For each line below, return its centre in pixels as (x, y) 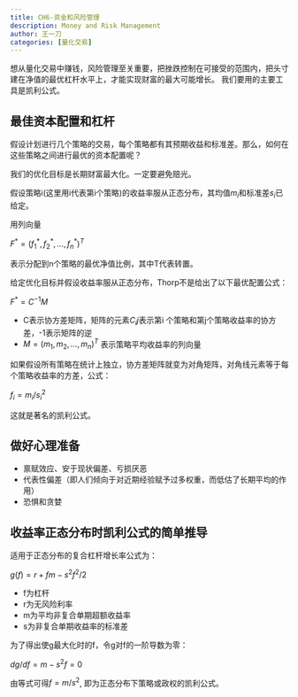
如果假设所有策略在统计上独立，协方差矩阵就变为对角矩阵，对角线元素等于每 (149, 365)
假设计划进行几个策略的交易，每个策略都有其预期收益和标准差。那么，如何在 (149, 144)
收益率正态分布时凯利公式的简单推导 (109, 532)
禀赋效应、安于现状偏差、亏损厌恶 (85, 469)
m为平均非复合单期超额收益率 (77, 615)
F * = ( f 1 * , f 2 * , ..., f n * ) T (47, 244)
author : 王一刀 (36, 34)
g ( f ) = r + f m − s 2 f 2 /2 (49, 574)
